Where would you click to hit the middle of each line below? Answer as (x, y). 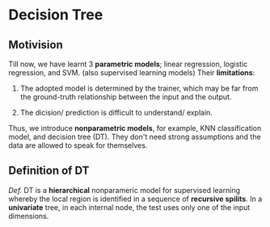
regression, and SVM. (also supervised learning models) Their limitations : (132, 73)
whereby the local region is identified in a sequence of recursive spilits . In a (135, 199)
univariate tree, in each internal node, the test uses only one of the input (129, 207)
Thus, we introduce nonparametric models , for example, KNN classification (135, 128)
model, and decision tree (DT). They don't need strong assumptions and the (135, 137)
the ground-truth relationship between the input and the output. (126, 97)
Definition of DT (49, 171)
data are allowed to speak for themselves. (78, 145)
